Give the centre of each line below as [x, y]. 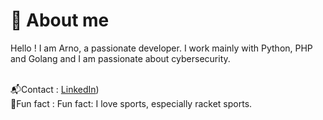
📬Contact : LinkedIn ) [55, 89]
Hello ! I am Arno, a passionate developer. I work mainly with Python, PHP [161, 48]
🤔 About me [60, 20]
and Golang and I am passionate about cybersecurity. [120, 58]
